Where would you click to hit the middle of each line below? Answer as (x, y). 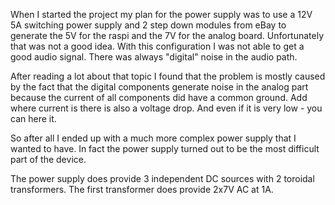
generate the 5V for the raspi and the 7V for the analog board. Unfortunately (167, 35)
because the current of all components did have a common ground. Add (159, 97)
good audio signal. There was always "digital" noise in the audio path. (154, 57)
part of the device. (48, 159)
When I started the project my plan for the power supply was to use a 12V (161, 14)
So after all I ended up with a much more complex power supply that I (153, 138)
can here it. (33, 118)
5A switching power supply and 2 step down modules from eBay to (148, 25)
